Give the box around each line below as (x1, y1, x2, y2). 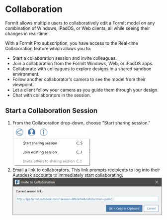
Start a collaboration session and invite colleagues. (12, 55, 117, 61)
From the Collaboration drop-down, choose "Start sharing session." (12, 119, 151, 125)
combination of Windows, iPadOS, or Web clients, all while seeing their (5, 25, 150, 31)
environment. (12, 71, 40, 77)
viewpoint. (12, 81, 34, 88)
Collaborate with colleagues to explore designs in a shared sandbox (12, 66, 152, 72)
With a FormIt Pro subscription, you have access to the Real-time (5, 40, 138, 46)
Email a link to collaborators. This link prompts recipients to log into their (12, 167, 161, 173)
